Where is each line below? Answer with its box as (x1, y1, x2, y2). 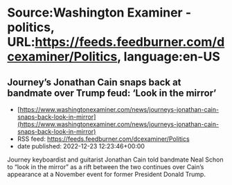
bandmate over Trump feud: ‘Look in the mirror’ (7, 87, 217, 99)
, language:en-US (116, 49, 220, 65)
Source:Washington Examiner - (7, 5, 192, 21)
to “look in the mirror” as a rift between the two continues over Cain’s (7, 163, 204, 171)
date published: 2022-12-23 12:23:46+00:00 (17, 142, 145, 150)
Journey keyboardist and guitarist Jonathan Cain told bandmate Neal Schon (7, 155, 224, 164)
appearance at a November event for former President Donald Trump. (7, 171, 206, 178)
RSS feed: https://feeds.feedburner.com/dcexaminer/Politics (17, 135, 190, 143)
